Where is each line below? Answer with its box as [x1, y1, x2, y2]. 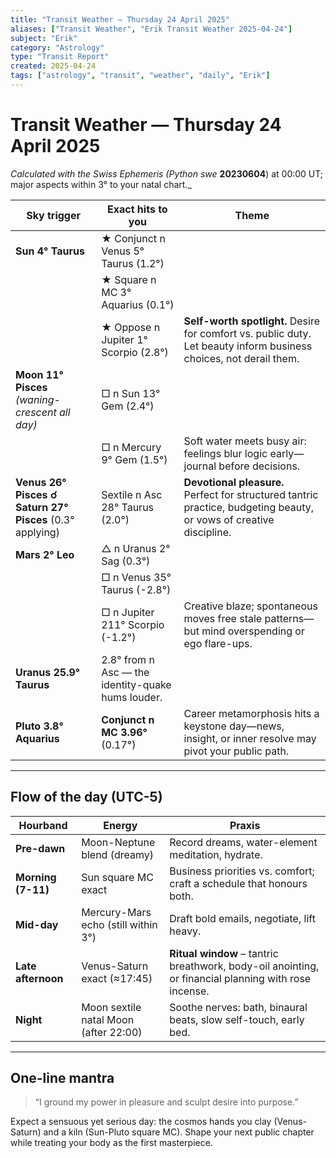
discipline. [183, 525, 232, 539]
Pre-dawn [15, 841, 66, 855]
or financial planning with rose [169, 971, 312, 985]
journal [183, 459, 217, 473]
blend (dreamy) [81, 847, 154, 861]
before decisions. [218, 459, 301, 473]
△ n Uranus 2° [101, 541, 171, 555]
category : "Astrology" [10, 42, 105, 53]
